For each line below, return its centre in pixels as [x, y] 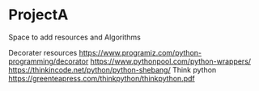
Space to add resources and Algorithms [75, 37]
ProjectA [38, 15]
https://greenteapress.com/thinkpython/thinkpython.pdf [102, 78]
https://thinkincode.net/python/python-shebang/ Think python [113, 69]
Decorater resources [43, 52]
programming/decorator [49, 61]
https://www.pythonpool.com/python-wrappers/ [171, 61]
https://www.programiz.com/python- [140, 52]
